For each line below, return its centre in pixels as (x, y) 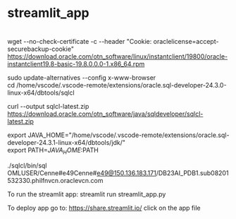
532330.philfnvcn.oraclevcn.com (55, 181)
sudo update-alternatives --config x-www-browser (82, 78)
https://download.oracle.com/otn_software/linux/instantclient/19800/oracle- (118, 57)
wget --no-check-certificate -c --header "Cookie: (80, 42)
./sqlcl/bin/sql (27, 166)
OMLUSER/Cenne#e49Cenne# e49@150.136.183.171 (82, 173)
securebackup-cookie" (41, 49)
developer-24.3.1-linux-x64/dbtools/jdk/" (66, 143)
